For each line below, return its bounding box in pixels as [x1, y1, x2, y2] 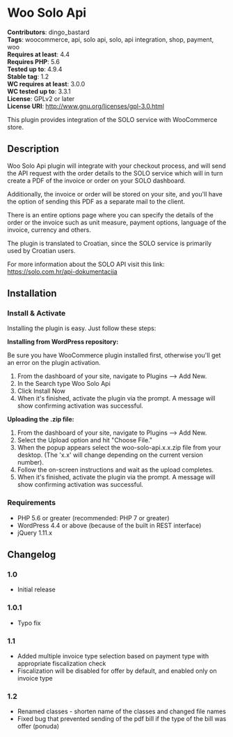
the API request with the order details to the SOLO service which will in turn [7, 169, 223, 177]
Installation [7, 288, 57, 300]
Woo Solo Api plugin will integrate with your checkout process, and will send [7, 162, 226, 170]
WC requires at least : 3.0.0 [7, 79, 86, 88]
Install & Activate [7, 309, 66, 318]
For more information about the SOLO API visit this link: [7, 260, 165, 268]
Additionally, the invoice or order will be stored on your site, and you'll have [7, 189, 223, 198]
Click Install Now [17, 387, 66, 395]
